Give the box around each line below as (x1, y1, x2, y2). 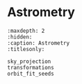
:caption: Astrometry (7, 39, 70, 46)
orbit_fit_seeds (7, 70, 54, 77)
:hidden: (7, 33, 33, 41)
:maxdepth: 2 (7, 27, 45, 34)
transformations (7, 64, 54, 71)
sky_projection (7, 57, 51, 65)
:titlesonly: (7, 45, 45, 52)
